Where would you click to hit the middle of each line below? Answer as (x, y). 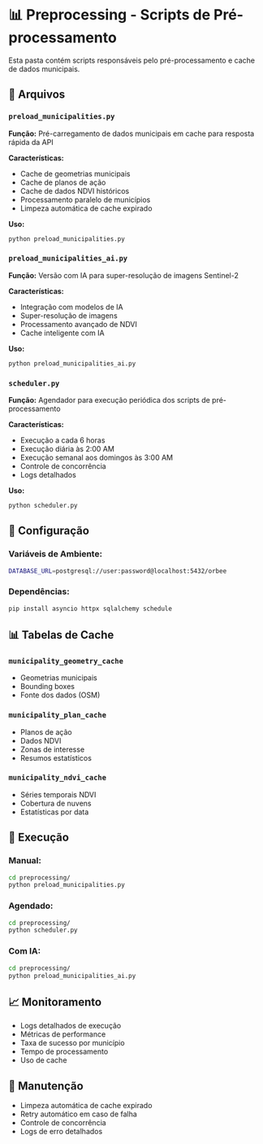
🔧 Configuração (49, 531)
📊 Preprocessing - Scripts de (110, 15)
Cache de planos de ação (63, 182)
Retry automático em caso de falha (79, 1114)
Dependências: (39, 592)
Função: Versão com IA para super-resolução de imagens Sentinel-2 (124, 275)
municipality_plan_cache (58, 715)
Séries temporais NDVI (58, 794)
